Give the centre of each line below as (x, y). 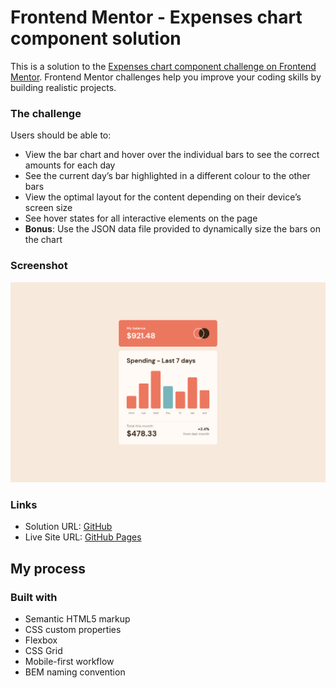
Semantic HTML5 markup (77, 618)
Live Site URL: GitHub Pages (83, 537)
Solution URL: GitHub (68, 527)
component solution (96, 38)
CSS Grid (43, 650)
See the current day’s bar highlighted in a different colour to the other (167, 176)
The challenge (46, 113)
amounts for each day (70, 165)
